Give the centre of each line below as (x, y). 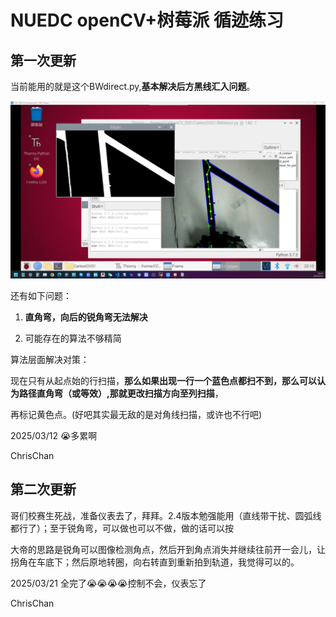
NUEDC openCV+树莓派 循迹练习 (147, 20)
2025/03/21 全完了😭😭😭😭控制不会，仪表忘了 (108, 583)
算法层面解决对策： (50, 359)
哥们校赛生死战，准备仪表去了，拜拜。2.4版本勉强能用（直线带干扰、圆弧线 (166, 515)
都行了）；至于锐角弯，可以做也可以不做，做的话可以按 (122, 528)
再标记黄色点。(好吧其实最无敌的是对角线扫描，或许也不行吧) (136, 414)
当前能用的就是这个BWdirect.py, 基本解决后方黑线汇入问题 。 (133, 86)
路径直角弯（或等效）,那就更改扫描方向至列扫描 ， (121, 393)
